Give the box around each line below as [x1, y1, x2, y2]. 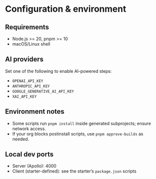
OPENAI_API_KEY [12, 78, 44, 84]
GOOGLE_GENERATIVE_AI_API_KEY [12, 89, 75, 94]
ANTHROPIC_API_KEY [12, 84, 50, 89]
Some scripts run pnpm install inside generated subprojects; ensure [12, 120, 151, 126]
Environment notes [5, 108, 65, 116]
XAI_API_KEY [12, 94, 37, 99]
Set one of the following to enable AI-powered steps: [5, 68, 112, 74]
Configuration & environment [5, 3, 127, 15]
